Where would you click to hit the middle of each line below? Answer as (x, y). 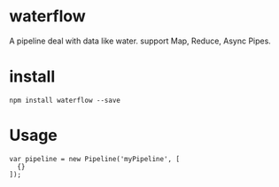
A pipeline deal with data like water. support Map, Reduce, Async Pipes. (140, 41)
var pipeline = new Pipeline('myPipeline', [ (94, 159)
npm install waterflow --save (65, 100)
